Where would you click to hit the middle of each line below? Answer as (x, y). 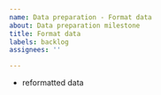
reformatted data (53, 83)
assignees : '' (35, 50)
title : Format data (45, 33)
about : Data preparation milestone (75, 26)
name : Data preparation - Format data (80, 17)
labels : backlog (39, 42)
